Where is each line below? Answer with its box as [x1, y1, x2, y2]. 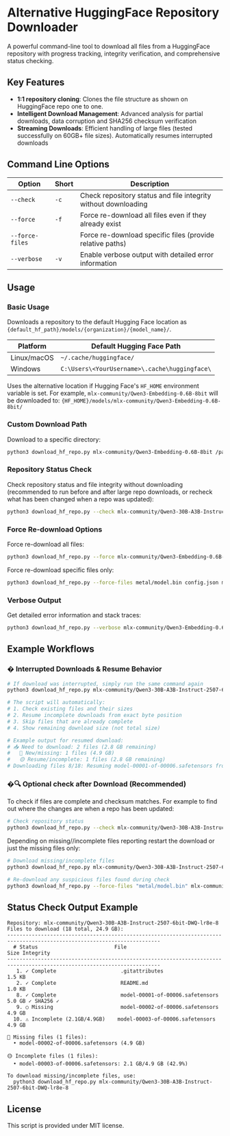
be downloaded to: [7, 396, 60, 405]
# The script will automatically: [7, 699, 106, 706]
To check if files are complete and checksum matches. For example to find [7, 797, 218, 806]
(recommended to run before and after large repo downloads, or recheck [7, 488, 213, 496]
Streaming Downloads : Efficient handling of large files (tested [16, 124, 193, 132]
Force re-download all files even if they [79, 210, 207, 220]
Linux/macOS [10, 353, 54, 363]
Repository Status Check [7, 465, 92, 475]
